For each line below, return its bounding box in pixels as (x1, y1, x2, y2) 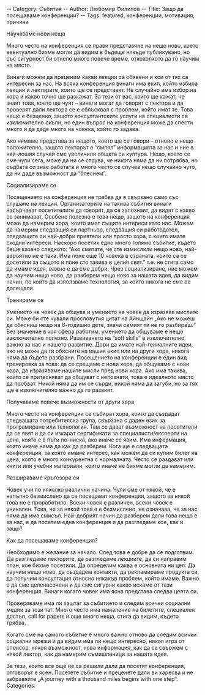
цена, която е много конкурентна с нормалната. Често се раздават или (6, 456, 194, 463)
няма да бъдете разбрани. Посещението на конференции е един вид (6, 354, 187, 361)
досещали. (6, 285, 35, 291)
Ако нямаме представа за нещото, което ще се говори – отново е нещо (6, 137, 194, 145)
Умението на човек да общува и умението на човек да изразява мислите (6, 309, 199, 315)
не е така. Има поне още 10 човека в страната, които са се (32, 252, 187, 259)
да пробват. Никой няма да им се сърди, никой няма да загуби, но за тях (6, 380, 198, 387)
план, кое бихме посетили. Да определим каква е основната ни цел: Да (6, 562, 196, 569)
